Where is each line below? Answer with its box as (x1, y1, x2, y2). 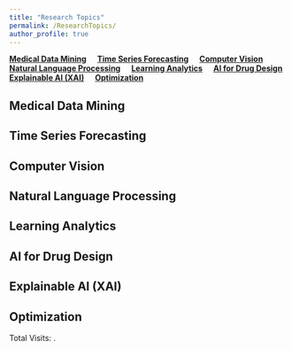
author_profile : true (9, 29, 89, 38)
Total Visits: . (9, 332, 56, 343)
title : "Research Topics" (9, 12, 104, 22)
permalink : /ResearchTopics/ (9, 21, 117, 30)
